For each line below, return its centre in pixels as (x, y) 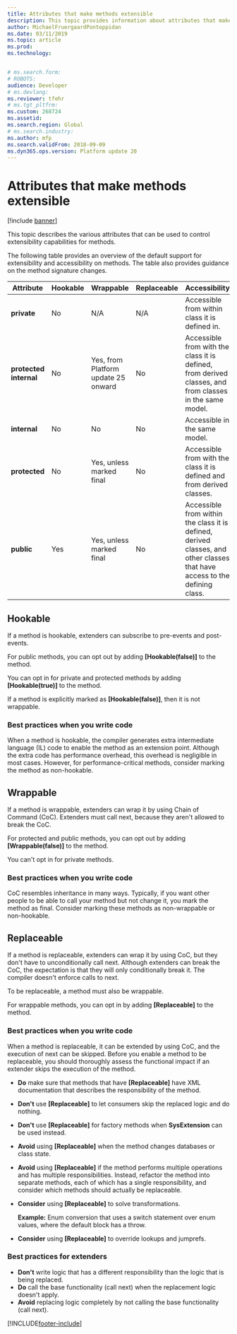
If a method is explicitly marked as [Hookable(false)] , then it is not (104, 699)
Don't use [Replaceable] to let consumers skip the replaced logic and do (123, 1104)
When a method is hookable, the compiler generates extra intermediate (111, 740)
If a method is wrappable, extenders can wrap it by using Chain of (103, 809)
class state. (34, 1154)
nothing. (30, 1111)
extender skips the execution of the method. (72, 1069)
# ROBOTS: (22, 78)
